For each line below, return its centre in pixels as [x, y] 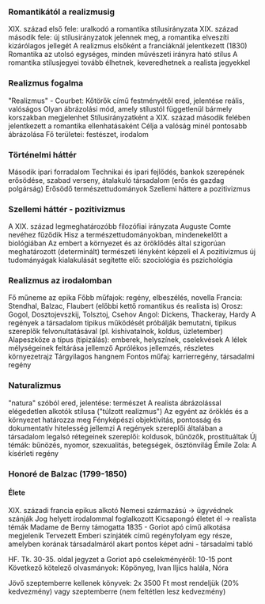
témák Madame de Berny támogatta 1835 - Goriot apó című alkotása [119, 527]
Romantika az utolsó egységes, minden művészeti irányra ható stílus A [123, 55]
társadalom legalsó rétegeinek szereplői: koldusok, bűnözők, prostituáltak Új [132, 436]
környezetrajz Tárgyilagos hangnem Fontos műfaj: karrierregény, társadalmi [131, 357]
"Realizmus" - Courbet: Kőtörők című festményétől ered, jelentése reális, [127, 101]
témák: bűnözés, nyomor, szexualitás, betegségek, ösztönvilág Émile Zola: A [132, 445]
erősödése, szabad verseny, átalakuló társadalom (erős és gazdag [116, 180]
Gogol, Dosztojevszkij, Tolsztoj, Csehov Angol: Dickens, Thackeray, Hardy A [132, 314]
